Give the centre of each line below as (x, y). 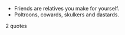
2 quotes (16, 26)
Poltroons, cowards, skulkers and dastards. (67, 15)
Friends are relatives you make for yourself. (67, 8)
